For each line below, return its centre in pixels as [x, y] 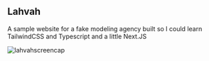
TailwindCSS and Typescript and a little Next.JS [77, 36]
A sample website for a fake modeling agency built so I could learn [105, 28]
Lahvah [24, 12]
